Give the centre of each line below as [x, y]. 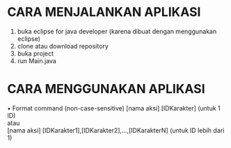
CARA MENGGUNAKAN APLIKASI [106, 89]
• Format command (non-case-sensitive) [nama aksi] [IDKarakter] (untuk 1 [114, 108]
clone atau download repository [63, 46]
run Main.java [37, 60]
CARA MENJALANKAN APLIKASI [104, 12]
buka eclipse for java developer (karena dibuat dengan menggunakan [117, 31]
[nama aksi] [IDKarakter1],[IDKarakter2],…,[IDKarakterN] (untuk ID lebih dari [116, 130]
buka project [35, 54]
